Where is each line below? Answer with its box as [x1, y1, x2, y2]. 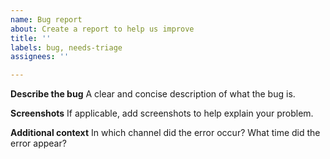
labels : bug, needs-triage [10, 42, 123, 53]
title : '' [10, 33, 52, 43]
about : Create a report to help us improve [10, 24, 195, 34]
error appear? [10, 137, 67, 150]
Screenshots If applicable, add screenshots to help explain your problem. [10, 107, 314, 120]
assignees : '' [10, 52, 70, 62]
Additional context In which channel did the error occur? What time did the [10, 127, 321, 139]
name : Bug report [10, 14, 83, 25]
